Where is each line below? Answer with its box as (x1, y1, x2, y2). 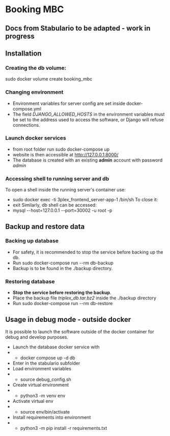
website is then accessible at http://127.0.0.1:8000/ (12, 151, 119, 157)
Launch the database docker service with (12, 344, 100, 350)
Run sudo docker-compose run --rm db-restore (12, 301, 113, 307)
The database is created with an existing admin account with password (12, 157, 163, 163)
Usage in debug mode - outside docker (5, 315, 131, 324)
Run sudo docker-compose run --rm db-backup (12, 260, 114, 266)
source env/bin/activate (20, 408, 70, 415)
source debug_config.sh (20, 376, 71, 383)
